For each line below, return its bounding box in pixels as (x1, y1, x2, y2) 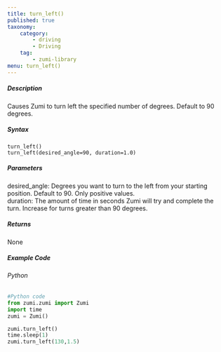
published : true (7, 17, 55, 24)
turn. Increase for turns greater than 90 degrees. (7, 204, 148, 212)
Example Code (7, 254, 51, 262)
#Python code (7, 293, 46, 300)
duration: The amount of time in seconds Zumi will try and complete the (7, 196, 214, 205)
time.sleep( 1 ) (7, 332, 49, 339)
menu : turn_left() (7, 62, 61, 69)
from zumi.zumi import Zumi (7, 299, 90, 306)
